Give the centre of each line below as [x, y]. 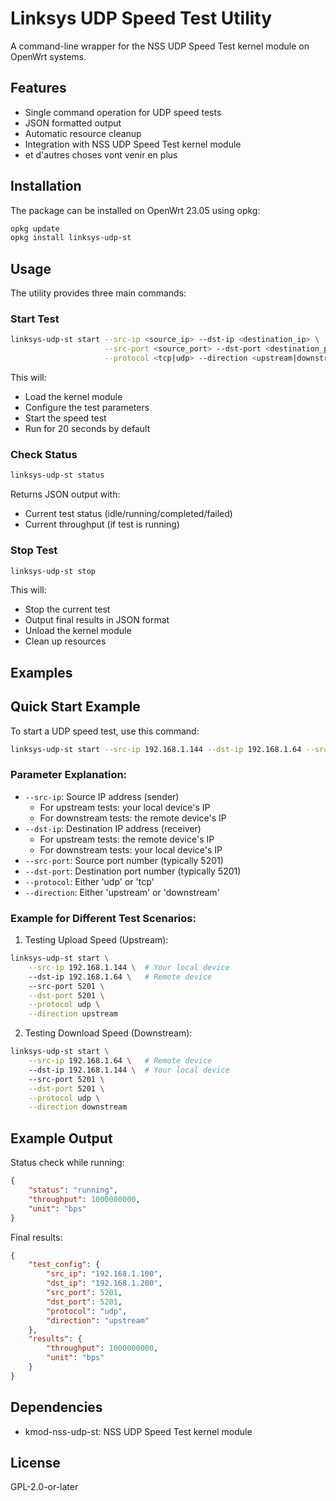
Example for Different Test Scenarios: [103, 918]
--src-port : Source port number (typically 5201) [124, 860]
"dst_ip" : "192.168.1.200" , [104, 1283]
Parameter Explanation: [69, 775]
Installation [46, 186]
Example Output [61, 1138]
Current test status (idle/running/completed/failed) [128, 514]
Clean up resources [65, 641]
